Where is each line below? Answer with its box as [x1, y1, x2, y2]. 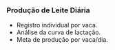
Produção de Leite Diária [6, 5, 90, 15]
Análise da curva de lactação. [16, 28, 101, 36]
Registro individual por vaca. [16, 21, 98, 29]
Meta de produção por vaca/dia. [16, 36, 108, 44]
